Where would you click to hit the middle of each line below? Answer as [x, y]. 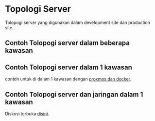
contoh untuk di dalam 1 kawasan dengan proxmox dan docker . [68, 79]
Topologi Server [38, 9]
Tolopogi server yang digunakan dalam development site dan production [78, 22]
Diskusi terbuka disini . [27, 114]
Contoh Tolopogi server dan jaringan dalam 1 [74, 94]
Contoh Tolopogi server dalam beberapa [68, 43]
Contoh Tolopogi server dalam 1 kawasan [69, 67]
